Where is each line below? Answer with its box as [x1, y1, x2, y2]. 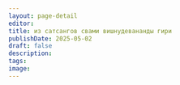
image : [8, 65, 31, 73]
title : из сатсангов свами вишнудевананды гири [8, 27, 173, 35]
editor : [8, 19, 35, 28]
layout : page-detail [8, 11, 79, 20]
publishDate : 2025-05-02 [8, 34, 92, 43]
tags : [8, 57, 27, 66]
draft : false [8, 42, 53, 50]
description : [8, 49, 53, 57]
